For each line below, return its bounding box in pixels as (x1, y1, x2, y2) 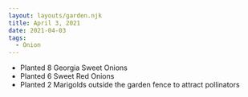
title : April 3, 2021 (8, 19, 81, 27)
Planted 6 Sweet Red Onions (19, 72, 115, 81)
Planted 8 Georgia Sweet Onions (19, 63, 128, 72)
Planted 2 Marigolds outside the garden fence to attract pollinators (19, 80, 240, 90)
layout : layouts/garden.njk (8, 11, 103, 20)
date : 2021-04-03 (8, 26, 67, 34)
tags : (8, 33, 26, 42)
